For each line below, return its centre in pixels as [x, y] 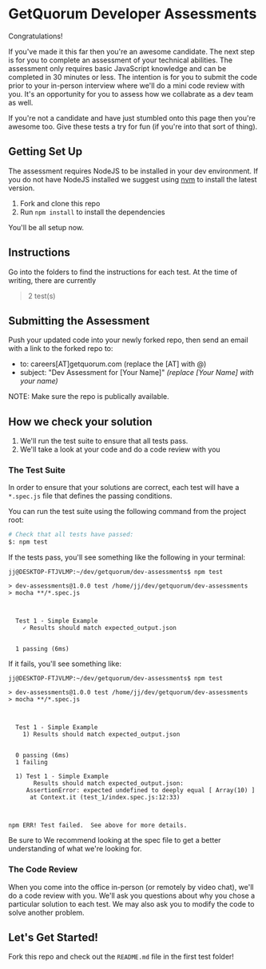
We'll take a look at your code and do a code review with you [120, 449]
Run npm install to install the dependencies [92, 212]
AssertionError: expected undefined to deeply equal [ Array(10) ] [141, 791]
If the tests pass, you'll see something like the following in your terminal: [127, 557]
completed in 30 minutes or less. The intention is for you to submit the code [133, 77]
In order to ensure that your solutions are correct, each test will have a [124, 488]
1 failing [32, 763]
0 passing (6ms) [42, 756]
